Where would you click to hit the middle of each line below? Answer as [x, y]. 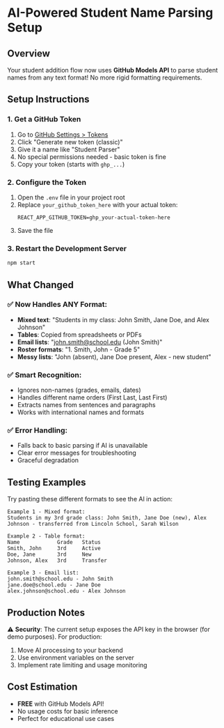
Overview [29, 53]
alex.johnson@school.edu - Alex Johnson [67, 591]
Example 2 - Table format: [46, 536]
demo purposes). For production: [55, 637]
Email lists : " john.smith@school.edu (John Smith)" [90, 342]
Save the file [35, 230]
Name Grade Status [54, 543]
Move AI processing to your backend [70, 651]
